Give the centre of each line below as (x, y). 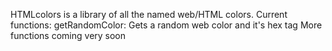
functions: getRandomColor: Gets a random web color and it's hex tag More (166, 25)
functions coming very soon (68, 35)
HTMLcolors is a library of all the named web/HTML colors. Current (149, 14)
